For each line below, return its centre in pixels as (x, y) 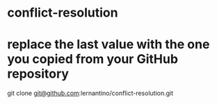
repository (38, 74)
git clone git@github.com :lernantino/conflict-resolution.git (90, 93)
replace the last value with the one (108, 45)
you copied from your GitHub (93, 59)
